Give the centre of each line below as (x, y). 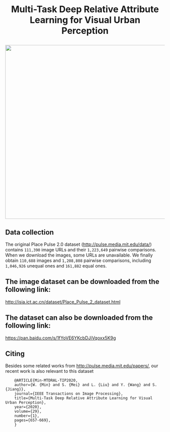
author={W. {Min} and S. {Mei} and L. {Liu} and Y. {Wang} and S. (86, 385)
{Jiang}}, (16, 390)
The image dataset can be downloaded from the (82, 282)
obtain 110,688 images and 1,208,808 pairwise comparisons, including (78, 261)
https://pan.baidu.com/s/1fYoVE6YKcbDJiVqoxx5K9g (61, 338)
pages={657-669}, (33, 420)
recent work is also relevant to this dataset (49, 371)
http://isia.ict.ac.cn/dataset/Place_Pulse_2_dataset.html (63, 301)
